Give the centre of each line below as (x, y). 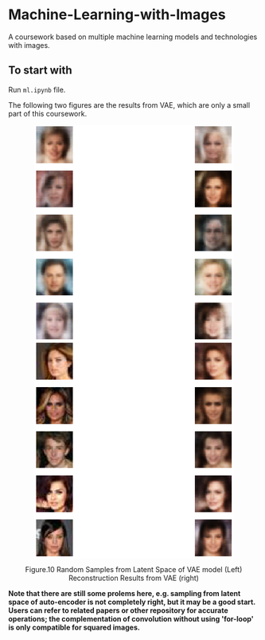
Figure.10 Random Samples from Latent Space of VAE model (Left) (134, 569)
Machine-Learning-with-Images (117, 15)
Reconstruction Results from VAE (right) (134, 578)
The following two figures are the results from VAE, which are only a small (129, 105)
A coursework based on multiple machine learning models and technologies (133, 37)
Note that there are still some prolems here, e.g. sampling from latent (125, 593)
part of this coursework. (48, 113)
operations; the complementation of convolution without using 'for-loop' (131, 618)
